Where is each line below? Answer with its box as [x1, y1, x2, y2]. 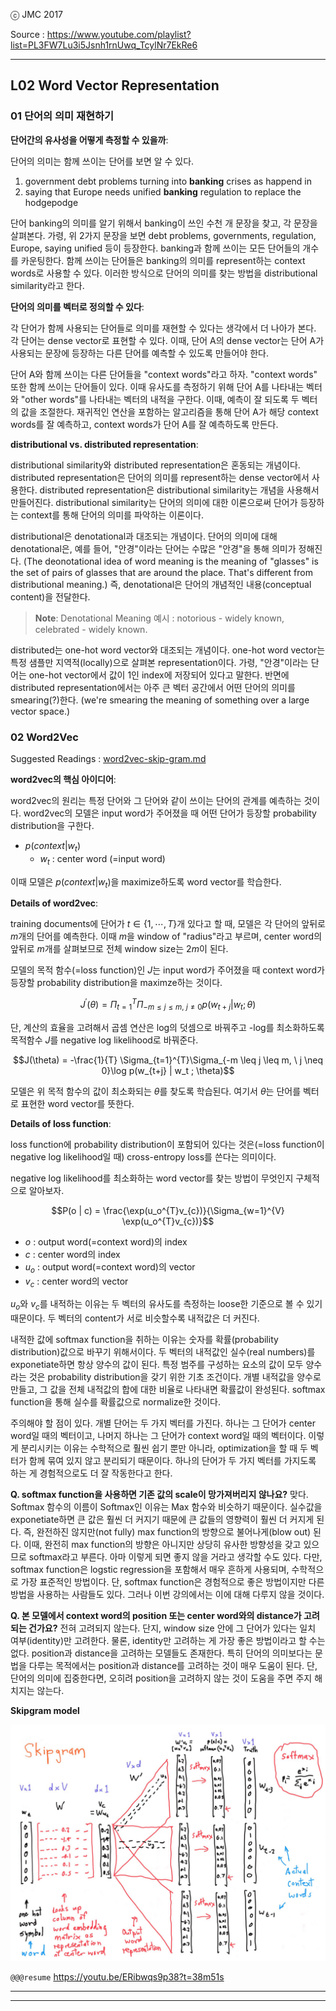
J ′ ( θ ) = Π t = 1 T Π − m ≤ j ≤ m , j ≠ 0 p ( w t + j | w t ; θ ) [79, 997, 257, 1013]
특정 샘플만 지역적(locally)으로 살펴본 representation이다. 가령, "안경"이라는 [10, 656, 309, 668]
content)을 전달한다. [10, 590, 91, 603]
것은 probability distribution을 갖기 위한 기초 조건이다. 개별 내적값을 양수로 [28, 1371, 322, 1383]
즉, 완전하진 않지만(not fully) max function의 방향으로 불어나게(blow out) [23, 1526, 312, 1538]
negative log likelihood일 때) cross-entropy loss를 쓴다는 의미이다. [10, 1150, 277, 1163]
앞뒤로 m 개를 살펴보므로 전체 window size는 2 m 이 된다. [10, 943, 229, 955]
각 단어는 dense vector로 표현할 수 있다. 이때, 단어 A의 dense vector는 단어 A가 [10, 334, 325, 346]
